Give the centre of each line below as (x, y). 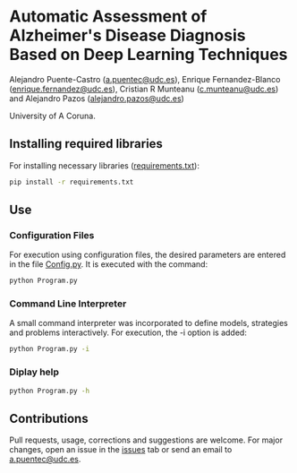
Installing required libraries (86, 144)
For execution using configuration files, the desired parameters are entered (148, 255)
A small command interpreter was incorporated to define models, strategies (148, 323)
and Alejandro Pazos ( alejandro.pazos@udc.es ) (97, 98)
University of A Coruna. (52, 116)
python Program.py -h (50, 391)
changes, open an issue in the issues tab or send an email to (121, 450)
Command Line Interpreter (68, 304)
